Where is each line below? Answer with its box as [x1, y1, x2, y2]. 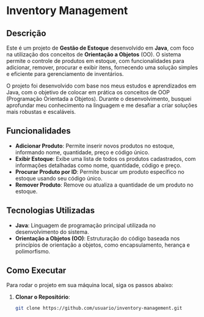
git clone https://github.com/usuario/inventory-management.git [15, 305, 183, 311]
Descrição [6, 28, 46, 39]
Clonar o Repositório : [15, 293, 70, 300]
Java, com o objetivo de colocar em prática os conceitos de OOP [6, 89, 170, 95]
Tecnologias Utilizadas [6, 206, 95, 216]
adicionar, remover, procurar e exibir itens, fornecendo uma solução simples [6, 64, 199, 71]
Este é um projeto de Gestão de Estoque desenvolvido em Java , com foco [6, 44, 194, 51]
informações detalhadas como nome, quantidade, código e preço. [15, 162, 182, 169]
